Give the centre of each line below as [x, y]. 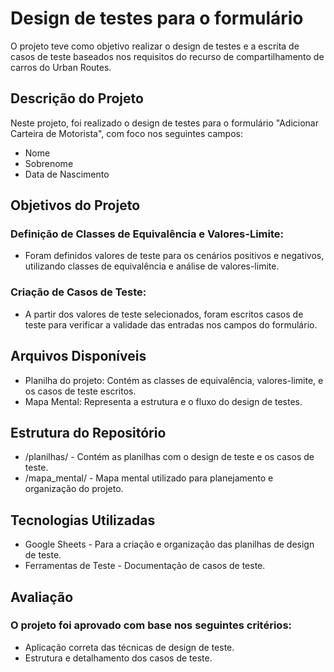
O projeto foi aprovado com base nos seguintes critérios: [151, 625]
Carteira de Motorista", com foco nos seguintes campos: [126, 133]
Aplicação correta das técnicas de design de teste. [129, 647]
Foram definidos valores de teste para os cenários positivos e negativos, [174, 256]
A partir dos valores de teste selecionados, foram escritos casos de [164, 314]
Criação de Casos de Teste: [78, 292]
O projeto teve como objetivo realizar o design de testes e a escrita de [155, 46]
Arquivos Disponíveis [78, 356]
